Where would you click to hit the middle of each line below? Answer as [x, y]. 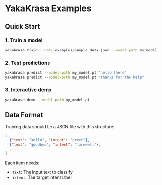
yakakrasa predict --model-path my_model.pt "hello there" [66, 73]
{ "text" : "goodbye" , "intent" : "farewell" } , [55, 144]
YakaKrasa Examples [48, 8]
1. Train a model [24, 40]
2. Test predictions [28, 63]
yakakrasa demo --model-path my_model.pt [48, 100]
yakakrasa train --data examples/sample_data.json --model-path [71, 50]
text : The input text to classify [42, 172]
